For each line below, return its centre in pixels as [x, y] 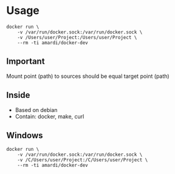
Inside [18, 95]
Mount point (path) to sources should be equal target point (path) [88, 76]
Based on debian [36, 110]
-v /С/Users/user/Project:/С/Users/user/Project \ [83, 160]
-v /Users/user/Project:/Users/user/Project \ [77, 37]
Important [26, 61]
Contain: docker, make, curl [50, 116]
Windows [25, 135]
